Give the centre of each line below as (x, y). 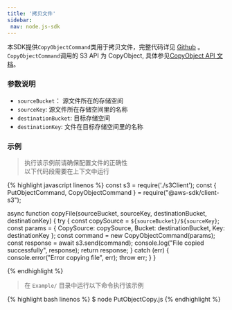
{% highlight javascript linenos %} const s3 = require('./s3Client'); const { (112, 185)
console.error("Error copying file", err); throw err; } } (82, 257)
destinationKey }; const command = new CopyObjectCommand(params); (111, 235)
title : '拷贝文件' (32, 14)
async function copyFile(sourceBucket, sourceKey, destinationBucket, (107, 213)
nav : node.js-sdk (35, 26)
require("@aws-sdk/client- (181, 192)
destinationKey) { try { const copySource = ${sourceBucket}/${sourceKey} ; (114, 221)
